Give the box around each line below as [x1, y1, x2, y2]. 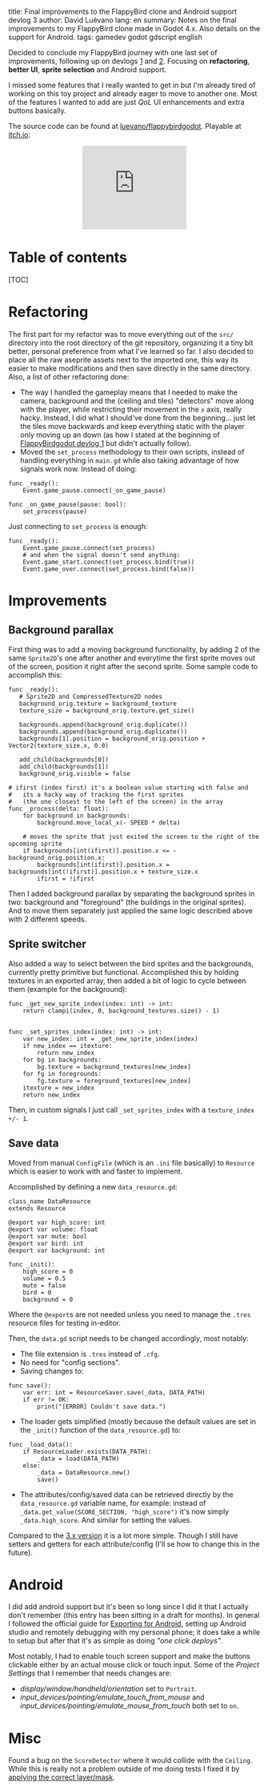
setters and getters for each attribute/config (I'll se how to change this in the [8, 1539, 260, 1548]
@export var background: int [8, 1246, 106, 1254]
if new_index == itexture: [22, 1041, 113, 1050]
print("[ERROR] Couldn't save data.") [37, 1403, 166, 1411]
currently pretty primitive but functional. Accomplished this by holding [8, 967, 239, 977]
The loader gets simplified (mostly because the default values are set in [19, 1416, 257, 1426]
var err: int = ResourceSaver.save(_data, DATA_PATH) [22, 1388, 206, 1396]
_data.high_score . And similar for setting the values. [19, 1515, 192, 1524]
